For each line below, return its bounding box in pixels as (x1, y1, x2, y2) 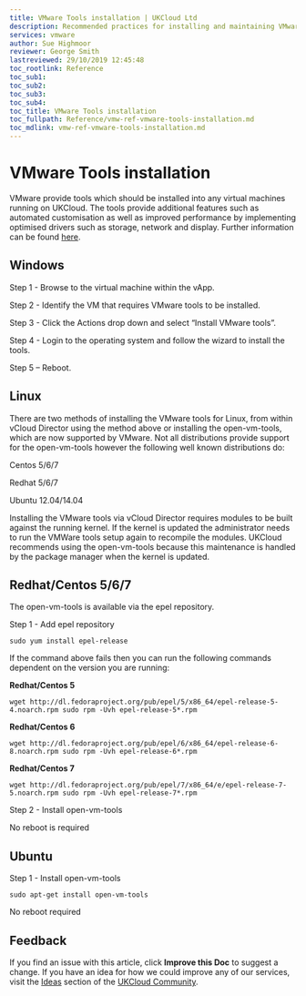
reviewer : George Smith (9, 47, 100, 56)
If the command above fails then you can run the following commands (9, 653, 271, 664)
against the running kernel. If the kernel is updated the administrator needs (9, 522, 291, 533)
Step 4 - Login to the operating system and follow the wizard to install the (9, 334, 285, 346)
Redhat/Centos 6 (9, 721, 76, 733)
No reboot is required (9, 822, 89, 833)
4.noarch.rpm (9, 706, 59, 715)
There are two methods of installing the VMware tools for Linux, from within (9, 412, 293, 423)
